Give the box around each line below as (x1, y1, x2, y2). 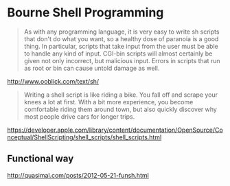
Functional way (7, 153, 74, 165)
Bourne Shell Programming (7, 5, 164, 21)
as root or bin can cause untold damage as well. (23, 64, 160, 72)
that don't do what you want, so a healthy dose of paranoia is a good (23, 34, 219, 43)
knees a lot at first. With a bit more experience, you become (23, 97, 194, 106)
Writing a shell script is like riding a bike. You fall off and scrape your (23, 91, 218, 99)
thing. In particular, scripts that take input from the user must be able (23, 42, 218, 50)
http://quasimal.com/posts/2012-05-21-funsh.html (7, 171, 149, 179)
